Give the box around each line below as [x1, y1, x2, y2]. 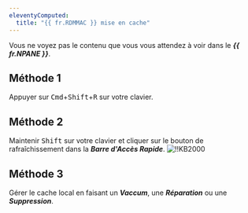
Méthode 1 [9, 72, 61, 85]
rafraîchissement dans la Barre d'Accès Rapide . [9, 145, 165, 154]
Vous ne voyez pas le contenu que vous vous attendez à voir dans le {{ [9, 40, 240, 50]
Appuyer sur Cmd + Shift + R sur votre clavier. [9, 92, 154, 102]
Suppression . [9, 196, 54, 205]
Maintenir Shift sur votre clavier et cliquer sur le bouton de [9, 136, 204, 145]
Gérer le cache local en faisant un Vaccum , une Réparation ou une [9, 188, 228, 197]
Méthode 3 [9, 167, 64, 181]
